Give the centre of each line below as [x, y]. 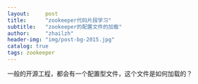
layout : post [33, 14]
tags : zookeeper [31, 53]
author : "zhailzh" [41, 33]
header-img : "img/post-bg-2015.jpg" [61, 40]
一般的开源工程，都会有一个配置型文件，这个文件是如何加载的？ [100, 73]
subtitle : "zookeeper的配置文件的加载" [64, 27]
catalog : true [28, 46]
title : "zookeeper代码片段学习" [60, 20]
